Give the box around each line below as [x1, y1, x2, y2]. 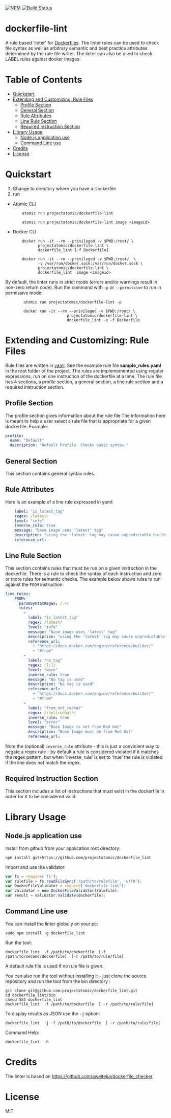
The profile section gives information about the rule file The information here [5, 412, 166, 419]
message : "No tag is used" [27, 677, 85, 682]
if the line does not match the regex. [5, 759, 81, 765]
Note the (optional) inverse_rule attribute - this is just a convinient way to [5, 743, 160, 749]
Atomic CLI [12, 201, 36, 207]
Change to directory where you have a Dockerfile [12, 185, 116, 191]
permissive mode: [5, 290, 43, 296]
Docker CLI [12, 228, 37, 235]
